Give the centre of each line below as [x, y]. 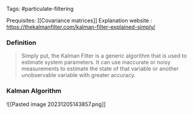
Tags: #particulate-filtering [40, 9]
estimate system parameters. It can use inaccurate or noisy [96, 62]
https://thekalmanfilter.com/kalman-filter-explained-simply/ [81, 27]
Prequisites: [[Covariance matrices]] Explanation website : [79, 20]
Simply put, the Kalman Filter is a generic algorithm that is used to [104, 56]
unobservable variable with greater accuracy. [78, 75]
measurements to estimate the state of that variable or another [100, 69]
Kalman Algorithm [34, 91]
